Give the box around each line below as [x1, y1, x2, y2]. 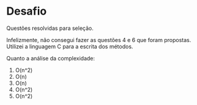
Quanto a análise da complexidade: [6, 54, 95, 62]
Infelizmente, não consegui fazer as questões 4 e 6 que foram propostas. [6, 36, 191, 43]
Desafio [6, 4, 47, 18]
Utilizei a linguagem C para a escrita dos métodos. [6, 43, 133, 50]
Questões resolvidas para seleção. [6, 24, 94, 32]
